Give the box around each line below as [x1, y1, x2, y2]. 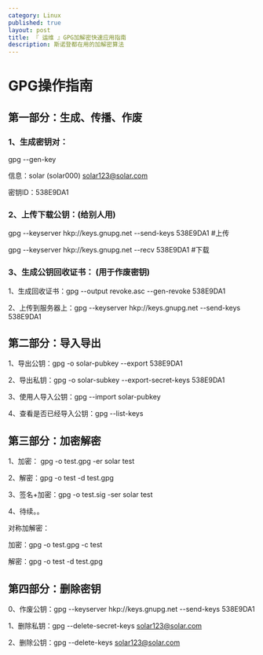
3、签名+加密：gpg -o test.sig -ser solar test [8, 490, 153, 499]
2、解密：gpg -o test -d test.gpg [8, 473, 114, 483]
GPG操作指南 [8, 77, 93, 95]
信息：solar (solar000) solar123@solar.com [8, 171, 148, 180]
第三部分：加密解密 [8, 434, 101, 447]
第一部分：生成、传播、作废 [8, 111, 143, 124]
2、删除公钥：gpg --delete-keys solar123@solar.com [8, 638, 181, 647]
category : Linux [8, 11, 61, 20]
